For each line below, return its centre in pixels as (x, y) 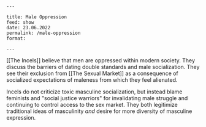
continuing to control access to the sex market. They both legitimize (92, 105)
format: (16, 38)
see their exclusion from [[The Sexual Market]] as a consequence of (93, 73)
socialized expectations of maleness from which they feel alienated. (92, 80)
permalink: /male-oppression (44, 33)
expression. (21, 118)
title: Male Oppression (37, 17)
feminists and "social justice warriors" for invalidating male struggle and (97, 98)
